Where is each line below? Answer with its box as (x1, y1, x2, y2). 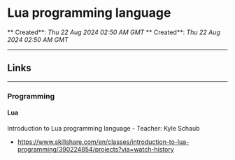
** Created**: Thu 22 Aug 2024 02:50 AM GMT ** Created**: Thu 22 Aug (7, 28, 220, 36)
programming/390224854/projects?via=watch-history (17, 145, 175, 153)
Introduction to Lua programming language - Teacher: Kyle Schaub (7, 124, 201, 132)
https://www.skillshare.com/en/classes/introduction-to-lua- (17, 138, 190, 146)
